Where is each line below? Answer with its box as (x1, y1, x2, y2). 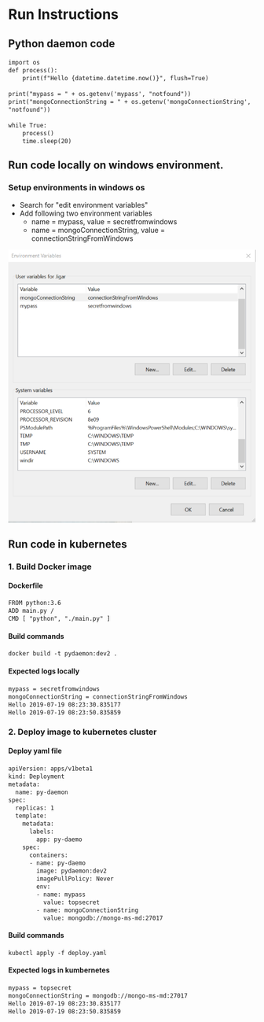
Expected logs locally (8, 666, 80, 676)
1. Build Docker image (8, 561, 92, 572)
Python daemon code (8, 37, 115, 50)
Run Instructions (8, 6, 119, 24)
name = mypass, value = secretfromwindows (31, 216, 178, 226)
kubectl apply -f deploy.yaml (8, 949, 108, 957)
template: (15, 812, 47, 820)
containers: (28, 851, 68, 859)
